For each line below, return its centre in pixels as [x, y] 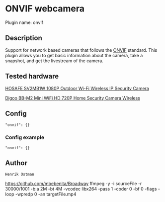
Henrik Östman [20, 175]
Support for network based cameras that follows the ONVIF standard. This [81, 50]
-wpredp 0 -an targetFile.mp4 [46, 194]
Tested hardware [32, 76]
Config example [25, 137]
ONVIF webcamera [45, 9]
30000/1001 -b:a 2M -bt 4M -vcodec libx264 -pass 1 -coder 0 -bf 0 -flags [81, 189]
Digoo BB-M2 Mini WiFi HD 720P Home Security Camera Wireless [73, 98]
